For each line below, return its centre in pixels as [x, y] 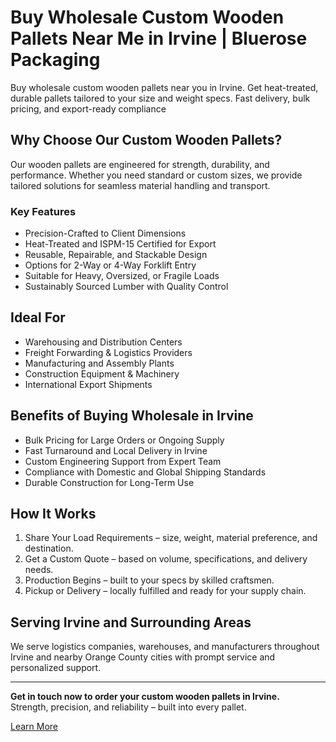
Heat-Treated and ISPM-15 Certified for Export [120, 244]
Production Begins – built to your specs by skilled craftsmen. [149, 580]
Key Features [43, 211]
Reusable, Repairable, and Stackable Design [116, 255]
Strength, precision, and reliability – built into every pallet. [128, 707]
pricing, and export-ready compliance [88, 108]
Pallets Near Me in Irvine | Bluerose [159, 38]
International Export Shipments [88, 384]
